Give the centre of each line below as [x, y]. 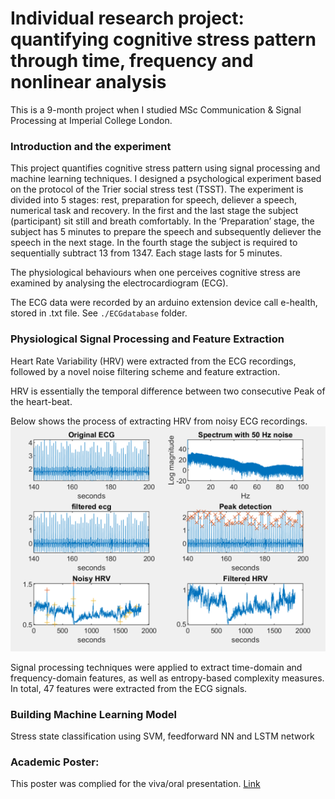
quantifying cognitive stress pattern [163, 39]
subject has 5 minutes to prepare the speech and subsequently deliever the [166, 232]
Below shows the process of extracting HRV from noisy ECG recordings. [159, 421]
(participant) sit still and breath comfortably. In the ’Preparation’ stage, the [162, 221]
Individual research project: [127, 18]
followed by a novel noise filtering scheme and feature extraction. [145, 371]
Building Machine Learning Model [94, 714]
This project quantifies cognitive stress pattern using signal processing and [165, 168]
